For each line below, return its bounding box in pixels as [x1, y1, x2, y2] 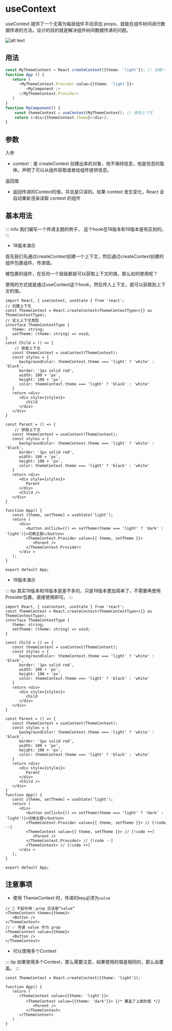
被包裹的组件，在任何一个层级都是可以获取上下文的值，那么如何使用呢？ [5, 270, 158, 276]
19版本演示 [12, 576, 36, 583]
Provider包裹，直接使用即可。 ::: [5, 594, 73, 600]
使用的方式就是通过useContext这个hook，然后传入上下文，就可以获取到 [5, 281, 157, 287]
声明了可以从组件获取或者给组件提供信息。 [21, 167, 112, 173]
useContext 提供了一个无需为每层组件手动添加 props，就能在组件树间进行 [5, 20, 161, 27]
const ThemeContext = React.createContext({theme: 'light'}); [5, 975, 141, 980]
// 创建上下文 [5, 303, 32, 309]
